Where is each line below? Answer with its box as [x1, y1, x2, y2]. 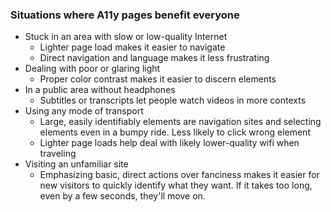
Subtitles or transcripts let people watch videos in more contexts [39, 94, 307, 107]
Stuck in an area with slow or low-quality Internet [24, 31, 228, 43]
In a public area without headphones [24, 84, 176, 96]
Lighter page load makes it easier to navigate [39, 41, 226, 53]
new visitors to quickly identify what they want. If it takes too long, [39, 179, 313, 192]
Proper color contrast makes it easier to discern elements [39, 73, 277, 85]
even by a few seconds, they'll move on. [39, 190, 206, 202]
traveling [39, 148, 77, 160]
